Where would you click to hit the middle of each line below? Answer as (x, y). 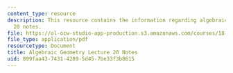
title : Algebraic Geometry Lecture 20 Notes (72, 53)
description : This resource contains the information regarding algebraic (118, 20)
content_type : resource (42, 14)
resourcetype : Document (42, 46)
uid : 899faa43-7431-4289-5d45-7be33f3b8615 (71, 59)
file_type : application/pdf (48, 40)
